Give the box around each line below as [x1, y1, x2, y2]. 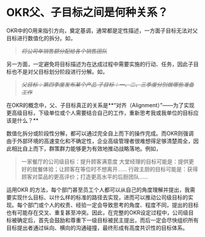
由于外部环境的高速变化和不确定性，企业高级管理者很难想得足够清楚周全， [6, 137, 193, 144]
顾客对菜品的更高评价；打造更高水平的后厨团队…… [21, 173, 148, 180]
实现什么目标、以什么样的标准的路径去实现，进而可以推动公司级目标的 [11, 193, 188, 201]
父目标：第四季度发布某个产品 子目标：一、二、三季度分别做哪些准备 [21, 80, 194, 88]
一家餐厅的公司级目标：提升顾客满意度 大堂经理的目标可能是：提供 [21, 158, 189, 165]
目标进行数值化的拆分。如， [6, 34, 76, 41]
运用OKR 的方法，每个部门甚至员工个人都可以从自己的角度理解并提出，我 [6, 186, 190, 193]
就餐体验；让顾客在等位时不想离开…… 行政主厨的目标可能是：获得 [32, 165, 198, 172]
